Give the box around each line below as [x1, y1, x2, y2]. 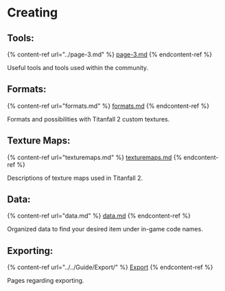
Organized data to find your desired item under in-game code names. [7, 225, 204, 233]
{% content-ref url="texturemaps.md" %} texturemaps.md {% [7, 153, 182, 161]
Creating [7, 5, 58, 21]
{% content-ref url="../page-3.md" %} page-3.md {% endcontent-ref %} [7, 50, 213, 58]
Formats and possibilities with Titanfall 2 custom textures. [7, 115, 170, 123]
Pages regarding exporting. [7, 277, 84, 285]
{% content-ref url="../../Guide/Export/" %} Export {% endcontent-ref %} [7, 263, 213, 272]
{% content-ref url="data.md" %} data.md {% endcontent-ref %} [7, 211, 191, 220]
